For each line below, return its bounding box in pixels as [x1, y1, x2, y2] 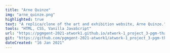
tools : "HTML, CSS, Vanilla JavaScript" [5, 26, 92, 31]
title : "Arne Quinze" [5, 7, 51, 13]
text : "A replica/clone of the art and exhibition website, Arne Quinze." [5, 21, 166, 27]
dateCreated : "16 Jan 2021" [5, 40, 65, 45]
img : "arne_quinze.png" [5, 12, 56, 17]
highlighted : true [5, 17, 44, 22]
